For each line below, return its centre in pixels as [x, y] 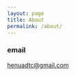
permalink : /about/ [35, 26]
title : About [26, 20]
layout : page [26, 13]
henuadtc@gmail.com [38, 65]
